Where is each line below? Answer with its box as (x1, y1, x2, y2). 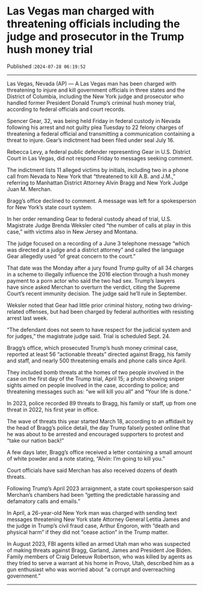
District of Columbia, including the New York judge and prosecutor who (7, 92, 184, 100)
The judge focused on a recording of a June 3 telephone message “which (7, 239, 190, 247)
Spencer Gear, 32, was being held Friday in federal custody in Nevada (7, 117, 181, 124)
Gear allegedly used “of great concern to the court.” (7, 252, 136, 260)
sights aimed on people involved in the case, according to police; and (7, 381, 180, 388)
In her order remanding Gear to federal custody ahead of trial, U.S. (7, 215, 172, 223)
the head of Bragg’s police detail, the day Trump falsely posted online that (7, 424, 190, 431)
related (7, 308, 25, 315)
